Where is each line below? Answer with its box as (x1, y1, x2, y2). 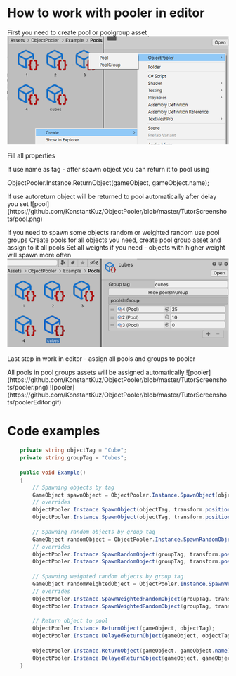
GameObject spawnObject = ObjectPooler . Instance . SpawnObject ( (32, 491, 218, 499)
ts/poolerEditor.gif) (7, 398, 62, 407)
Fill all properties (7, 151, 55, 160)
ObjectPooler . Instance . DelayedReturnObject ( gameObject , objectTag (32, 632, 231, 639)
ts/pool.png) (7, 215, 44, 223)
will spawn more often (7, 251, 72, 260)
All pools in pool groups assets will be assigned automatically (7, 368, 185, 377)
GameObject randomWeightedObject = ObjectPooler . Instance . (32, 580, 209, 587)
